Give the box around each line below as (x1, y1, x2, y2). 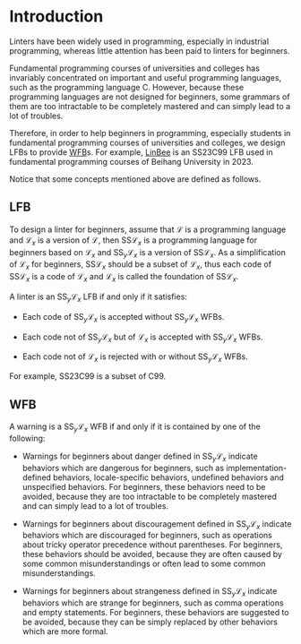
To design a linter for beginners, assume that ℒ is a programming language (9, 224, 287, 235)
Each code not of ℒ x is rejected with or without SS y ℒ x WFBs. (21, 351, 248, 365)
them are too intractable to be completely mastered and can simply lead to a (9, 100, 291, 111)
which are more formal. (21, 626, 109, 637)
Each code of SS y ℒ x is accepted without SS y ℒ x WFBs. (21, 311, 225, 324)
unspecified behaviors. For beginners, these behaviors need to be (21, 481, 266, 492)
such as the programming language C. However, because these (9, 82, 245, 92)
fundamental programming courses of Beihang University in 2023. (9, 156, 254, 167)
